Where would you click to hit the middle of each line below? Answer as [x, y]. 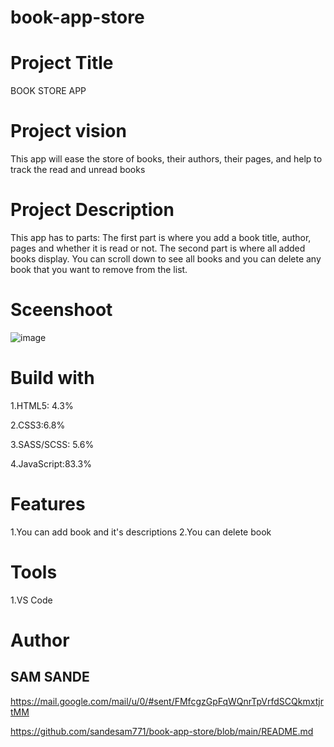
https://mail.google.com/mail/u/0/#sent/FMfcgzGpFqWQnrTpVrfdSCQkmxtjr [167, 701]
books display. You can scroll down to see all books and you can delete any [166, 259]
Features [48, 504]
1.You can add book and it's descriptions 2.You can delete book [141, 532]
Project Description [92, 210]
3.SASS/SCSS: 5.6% [52, 444]
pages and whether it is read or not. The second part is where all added [158, 248]
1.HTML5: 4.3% [42, 405]
